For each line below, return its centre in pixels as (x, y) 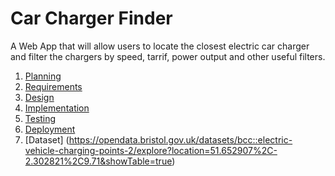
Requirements (53, 86)
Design (39, 97)
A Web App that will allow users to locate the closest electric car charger (160, 46)
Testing (40, 118)
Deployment (50, 129)
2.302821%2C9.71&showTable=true (98, 161)
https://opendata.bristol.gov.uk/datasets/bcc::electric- (180, 139)
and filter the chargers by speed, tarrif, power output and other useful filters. (168, 56)
